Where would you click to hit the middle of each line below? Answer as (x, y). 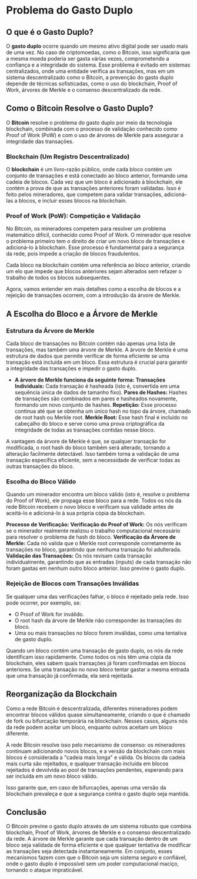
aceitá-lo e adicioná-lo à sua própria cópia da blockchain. (76, 513)
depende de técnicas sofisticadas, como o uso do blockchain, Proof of (92, 84)
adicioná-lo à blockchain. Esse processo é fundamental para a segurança (95, 247)
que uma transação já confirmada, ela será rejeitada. (70, 675)
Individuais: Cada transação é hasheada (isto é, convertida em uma (97, 386)
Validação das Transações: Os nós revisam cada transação (79, 556)
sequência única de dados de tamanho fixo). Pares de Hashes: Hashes (101, 393)
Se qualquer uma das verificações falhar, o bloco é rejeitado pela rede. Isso (98, 596)
